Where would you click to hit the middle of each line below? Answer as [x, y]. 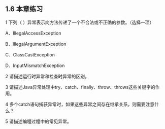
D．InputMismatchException [35, 66]
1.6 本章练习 [24, 9]
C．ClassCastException [30, 54]
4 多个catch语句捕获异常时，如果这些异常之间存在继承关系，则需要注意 [80, 104]
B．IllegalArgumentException [36, 44]
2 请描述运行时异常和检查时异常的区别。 [47, 76]
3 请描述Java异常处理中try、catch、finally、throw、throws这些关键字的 [80, 87]
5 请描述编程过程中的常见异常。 [39, 121]
